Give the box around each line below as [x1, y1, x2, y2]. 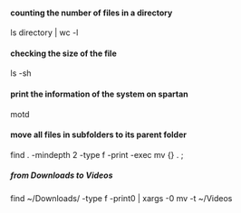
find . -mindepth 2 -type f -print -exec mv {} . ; [10, 149, 184, 160]
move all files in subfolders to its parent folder [10, 129, 187, 140]
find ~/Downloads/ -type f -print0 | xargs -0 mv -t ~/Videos [10, 192, 233, 203]
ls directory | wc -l [10, 27, 79, 38]
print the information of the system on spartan [10, 88, 188, 99]
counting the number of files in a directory [10, 7, 173, 18]
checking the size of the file [10, 48, 117, 59]
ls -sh [10, 68, 32, 79]
